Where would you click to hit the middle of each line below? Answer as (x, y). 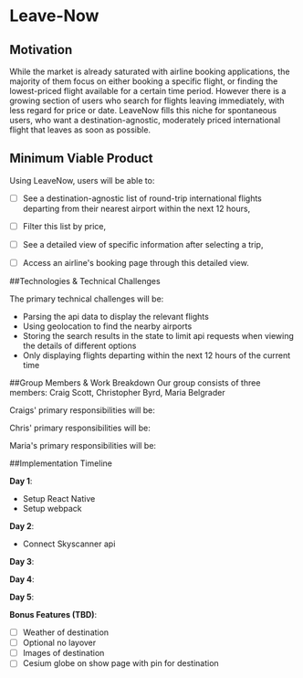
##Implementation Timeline (61, 463)
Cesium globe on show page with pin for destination (120, 663)
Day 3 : (22, 562)
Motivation (41, 50)
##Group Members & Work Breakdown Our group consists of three (135, 383)
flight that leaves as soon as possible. (80, 130)
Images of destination (63, 653)
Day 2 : (22, 526)
